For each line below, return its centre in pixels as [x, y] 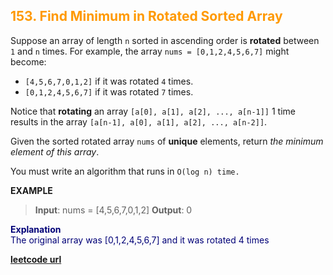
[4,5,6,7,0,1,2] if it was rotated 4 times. [109, 81]
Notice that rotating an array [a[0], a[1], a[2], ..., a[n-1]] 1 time [153, 111]
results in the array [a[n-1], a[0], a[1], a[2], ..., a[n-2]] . [139, 121]
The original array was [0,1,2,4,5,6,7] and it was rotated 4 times [140, 240]
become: [28, 61]
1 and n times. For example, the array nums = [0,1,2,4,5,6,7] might [150, 51]
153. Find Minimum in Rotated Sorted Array [146, 16]
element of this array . [55, 151]
